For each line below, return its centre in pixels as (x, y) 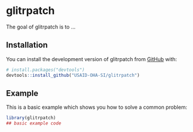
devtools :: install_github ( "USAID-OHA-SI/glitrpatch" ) (73, 75)
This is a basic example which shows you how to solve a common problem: (96, 107)
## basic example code (34, 123)
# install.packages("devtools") (45, 70)
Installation (27, 45)
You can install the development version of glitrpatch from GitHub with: (92, 59)
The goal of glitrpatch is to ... (41, 27)
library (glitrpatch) (31, 118)
